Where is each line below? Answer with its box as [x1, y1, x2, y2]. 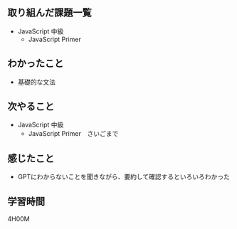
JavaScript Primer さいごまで [28, 129, 119, 138]
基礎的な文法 [17, 78, 56, 86]
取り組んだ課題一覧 [7, 6, 92, 19]
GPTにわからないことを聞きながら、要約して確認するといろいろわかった [17, 173, 230, 181]
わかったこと [7, 58, 64, 70]
